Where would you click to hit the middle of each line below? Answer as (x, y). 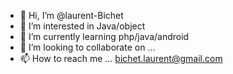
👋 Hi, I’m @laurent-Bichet (71, 15)
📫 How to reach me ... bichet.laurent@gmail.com (121, 58)
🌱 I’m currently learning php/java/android (104, 36)
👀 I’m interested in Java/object (82, 26)
